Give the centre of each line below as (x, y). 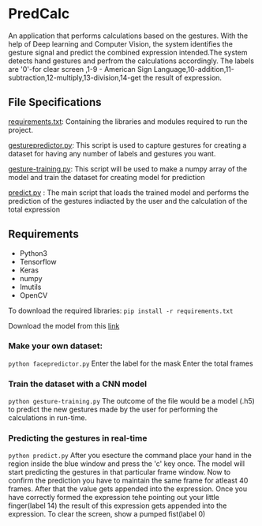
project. (21, 130)
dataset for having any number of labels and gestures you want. (112, 153)
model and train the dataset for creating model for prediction (107, 177)
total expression (34, 209)
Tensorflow (38, 261)
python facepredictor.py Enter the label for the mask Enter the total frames (131, 363)
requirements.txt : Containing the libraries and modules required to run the (128, 121)
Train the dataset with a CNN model (78, 384)
